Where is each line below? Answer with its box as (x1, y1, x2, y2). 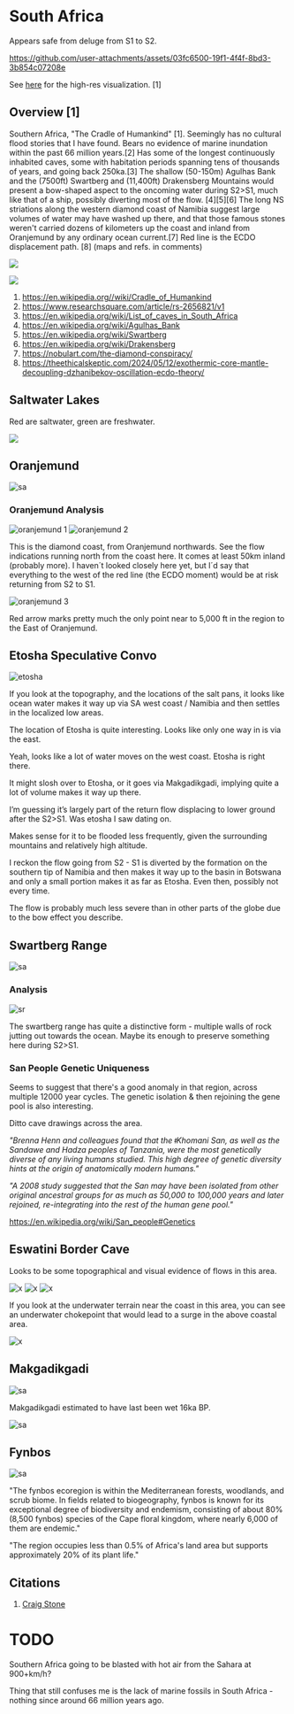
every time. (9, 885, 50, 896)
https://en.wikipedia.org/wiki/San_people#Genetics (9, 1216, 196, 1227)
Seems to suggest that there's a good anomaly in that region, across (9, 1082, 258, 1092)
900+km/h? (9, 1669, 52, 1679)
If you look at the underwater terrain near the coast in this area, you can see (9, 1300, 286, 1310)
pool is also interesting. (9, 1100, 94, 1111)
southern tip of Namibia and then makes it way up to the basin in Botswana (9, 867, 282, 877)
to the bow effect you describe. (9, 912, 124, 923)
